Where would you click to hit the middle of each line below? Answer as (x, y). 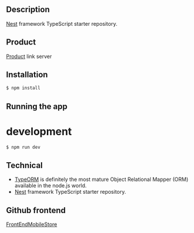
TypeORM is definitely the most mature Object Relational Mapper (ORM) (101, 179)
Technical (24, 165)
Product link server (29, 56)
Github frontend (36, 210)
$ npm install (23, 88)
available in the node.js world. (50, 186)
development (39, 131)
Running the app (37, 106)
